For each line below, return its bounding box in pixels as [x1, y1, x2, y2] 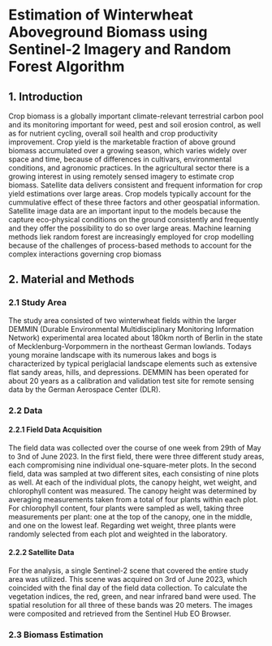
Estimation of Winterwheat [8, 6, 193, 24]
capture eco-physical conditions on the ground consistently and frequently [8, 215, 260, 224]
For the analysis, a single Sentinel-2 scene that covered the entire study [8, 566, 249, 575]
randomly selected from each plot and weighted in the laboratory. [8, 529, 228, 539]
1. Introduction [8, 89, 83, 103]
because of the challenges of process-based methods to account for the [8, 241, 252, 250]
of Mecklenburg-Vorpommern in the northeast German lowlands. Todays [8, 341, 252, 351]
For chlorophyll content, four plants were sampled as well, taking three [8, 503, 244, 513]
